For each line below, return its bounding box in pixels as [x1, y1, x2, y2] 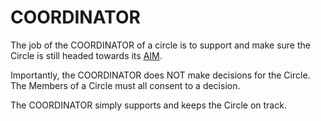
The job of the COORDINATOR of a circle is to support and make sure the [10, 39, 311, 51]
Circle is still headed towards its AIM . [10, 49, 163, 61]
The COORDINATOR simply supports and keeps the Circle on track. [10, 99, 287, 111]
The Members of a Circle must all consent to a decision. [10, 79, 241, 91]
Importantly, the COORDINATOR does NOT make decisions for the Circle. [10, 69, 311, 81]
